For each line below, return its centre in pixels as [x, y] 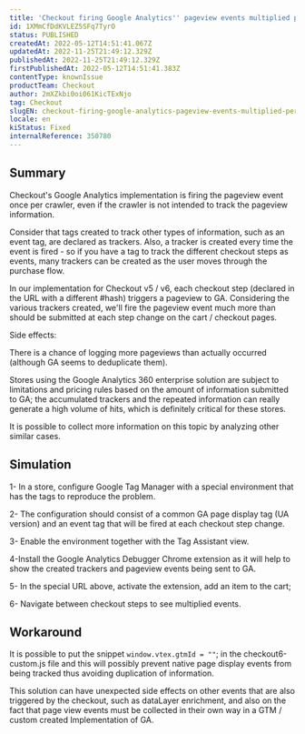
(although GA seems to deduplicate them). [89, 362]
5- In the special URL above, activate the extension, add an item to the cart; [151, 586]
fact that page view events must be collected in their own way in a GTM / [146, 710]
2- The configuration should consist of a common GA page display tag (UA [149, 514]
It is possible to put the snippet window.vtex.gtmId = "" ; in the [126, 654]
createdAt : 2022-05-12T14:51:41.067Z [81, 43]
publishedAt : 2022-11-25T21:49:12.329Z [85, 60]
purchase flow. [37, 270]
